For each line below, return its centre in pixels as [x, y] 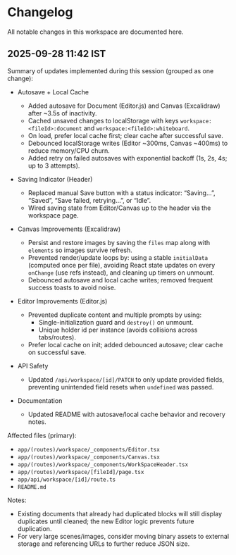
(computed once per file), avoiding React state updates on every [122, 265]
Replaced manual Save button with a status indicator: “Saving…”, [122, 193]
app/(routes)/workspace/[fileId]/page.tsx [81, 472]
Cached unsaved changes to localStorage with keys [103, 120]
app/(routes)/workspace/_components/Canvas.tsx [88, 457]
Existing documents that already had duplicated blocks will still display [120, 513]
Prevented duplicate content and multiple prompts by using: [115, 315]
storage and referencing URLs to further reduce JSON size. [104, 544]
